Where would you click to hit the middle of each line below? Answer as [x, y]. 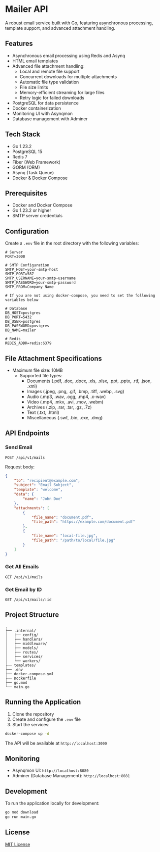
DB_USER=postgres [23, 322]
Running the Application [43, 702]
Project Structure [32, 615]
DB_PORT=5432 [18, 317]
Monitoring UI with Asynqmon [42, 113]
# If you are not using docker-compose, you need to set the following [80, 296]
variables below [22, 300]
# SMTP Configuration [27, 265]
